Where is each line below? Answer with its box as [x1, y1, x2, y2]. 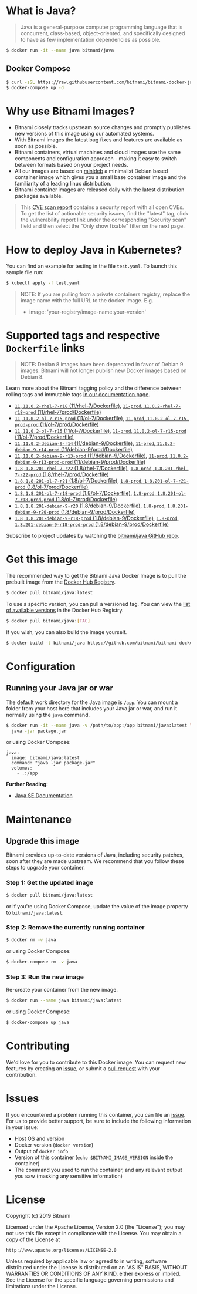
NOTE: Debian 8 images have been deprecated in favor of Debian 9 [20, 361, 184, 368]
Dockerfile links [6, 342, 85, 355]
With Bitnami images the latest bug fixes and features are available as [14, 136, 183, 143]
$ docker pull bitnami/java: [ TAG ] [6, 618, 91, 624]
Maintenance [6, 813, 72, 826]
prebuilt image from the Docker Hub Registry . [6, 578, 116, 585]
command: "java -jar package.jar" [11, 760, 96, 766]
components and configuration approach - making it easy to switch [14, 155, 178, 162]
